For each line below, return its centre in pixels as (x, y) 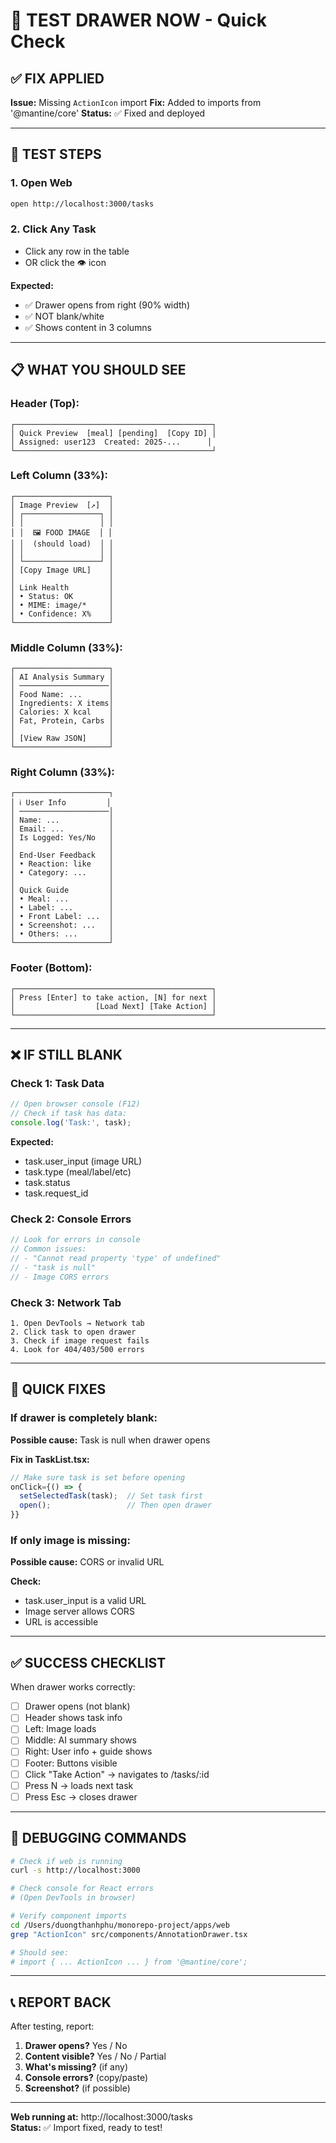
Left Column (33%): (59, 476)
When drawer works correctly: (73, 1687)
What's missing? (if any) (76, 2067)
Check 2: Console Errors (71, 1219)
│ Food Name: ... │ (62, 695)
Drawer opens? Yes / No (76, 2046)
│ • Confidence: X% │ (62, 614)
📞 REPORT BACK (61, 2002)
